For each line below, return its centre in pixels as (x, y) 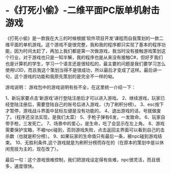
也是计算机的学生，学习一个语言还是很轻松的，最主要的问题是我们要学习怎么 (85, 64)
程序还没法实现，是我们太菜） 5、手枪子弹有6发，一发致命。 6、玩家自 (91, 117)
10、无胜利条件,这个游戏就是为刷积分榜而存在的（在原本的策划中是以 (87, 142)
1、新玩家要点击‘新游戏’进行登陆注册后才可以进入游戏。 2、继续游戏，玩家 (83, 98)
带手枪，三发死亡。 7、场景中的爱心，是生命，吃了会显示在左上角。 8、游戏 (85, 123)
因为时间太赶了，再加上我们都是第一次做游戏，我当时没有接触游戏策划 (88, 51)
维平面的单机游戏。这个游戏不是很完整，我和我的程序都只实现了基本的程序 (83, 44)
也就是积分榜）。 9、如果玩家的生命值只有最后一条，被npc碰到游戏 (88, 136)
